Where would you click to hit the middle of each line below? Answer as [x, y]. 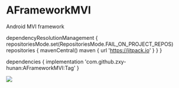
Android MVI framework [35, 26]
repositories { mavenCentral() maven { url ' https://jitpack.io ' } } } [84, 50]
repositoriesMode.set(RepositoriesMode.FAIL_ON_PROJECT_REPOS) [90, 44]
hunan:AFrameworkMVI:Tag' [41, 67]
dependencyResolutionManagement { [52, 38]
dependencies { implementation [45, 62]
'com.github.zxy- [105, 62]
